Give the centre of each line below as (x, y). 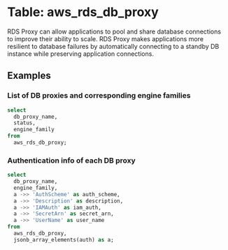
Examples (29, 76)
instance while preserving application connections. (80, 54)
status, (25, 123)
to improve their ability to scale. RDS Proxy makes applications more (106, 38)
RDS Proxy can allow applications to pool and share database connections (114, 31)
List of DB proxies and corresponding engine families (99, 96)
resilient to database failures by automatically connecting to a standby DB (113, 46)
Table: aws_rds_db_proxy (83, 12)
